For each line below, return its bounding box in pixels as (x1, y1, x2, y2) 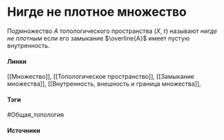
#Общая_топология (7, 110, 64, 119)
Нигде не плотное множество (7, 4, 187, 20)
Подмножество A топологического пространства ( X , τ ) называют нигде (7, 27, 218, 35)
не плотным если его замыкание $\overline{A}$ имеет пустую (7, 34, 190, 42)
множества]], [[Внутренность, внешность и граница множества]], (7, 80, 201, 88)
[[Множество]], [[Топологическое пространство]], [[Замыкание (7, 73, 194, 81)
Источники (7, 126, 41, 135)
